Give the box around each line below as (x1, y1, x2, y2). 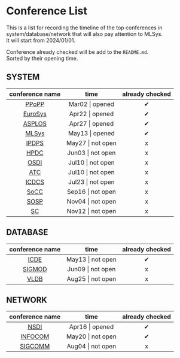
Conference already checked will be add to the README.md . (6, 48, 149, 55)
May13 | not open (66, 255, 117, 263)
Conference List (6, 4, 88, 18)
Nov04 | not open (66, 197, 117, 205)
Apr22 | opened (69, 110, 114, 118)
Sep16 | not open (66, 187, 117, 196)
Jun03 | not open (67, 148, 116, 157)
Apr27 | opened (69, 119, 114, 128)
